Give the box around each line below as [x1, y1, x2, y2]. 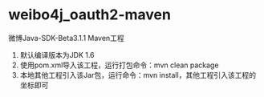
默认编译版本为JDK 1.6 [19, 50, 95, 59]
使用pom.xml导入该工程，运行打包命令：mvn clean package [19, 60, 219, 70]
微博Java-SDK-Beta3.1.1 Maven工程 [8, 33, 124, 42]
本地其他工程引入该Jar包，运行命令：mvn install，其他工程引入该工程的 [19, 70, 257, 79]
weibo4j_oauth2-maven [8, 6, 171, 24]
